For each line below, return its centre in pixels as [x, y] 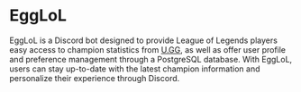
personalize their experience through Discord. [95, 78]
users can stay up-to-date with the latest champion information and [135, 69]
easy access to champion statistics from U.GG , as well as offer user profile [148, 49]
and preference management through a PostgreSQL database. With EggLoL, [151, 59]
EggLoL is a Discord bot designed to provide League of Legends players [143, 40]
